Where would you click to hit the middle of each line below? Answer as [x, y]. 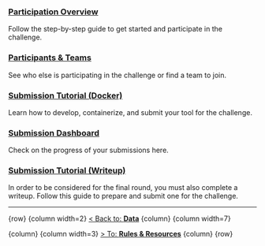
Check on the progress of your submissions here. [89, 150]
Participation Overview [53, 12]
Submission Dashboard [54, 132]
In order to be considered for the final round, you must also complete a [123, 188]
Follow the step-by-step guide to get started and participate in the [116, 29]
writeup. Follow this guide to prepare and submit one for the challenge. [123, 196]
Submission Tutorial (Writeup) [67, 170]
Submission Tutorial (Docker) [65, 95]
